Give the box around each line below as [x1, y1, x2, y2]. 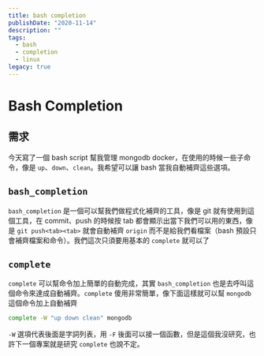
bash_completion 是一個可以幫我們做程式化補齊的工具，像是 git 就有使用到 [8, 206, 248, 215]
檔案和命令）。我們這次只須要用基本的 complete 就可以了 [28, 235, 210, 245]
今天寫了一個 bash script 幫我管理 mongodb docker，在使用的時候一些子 [8, 152, 244, 162]
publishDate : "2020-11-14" [8, 19, 97, 27]
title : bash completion [8, 11, 87, 20]
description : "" [8, 26, 61, 34]
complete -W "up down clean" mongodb [8, 314, 132, 322]
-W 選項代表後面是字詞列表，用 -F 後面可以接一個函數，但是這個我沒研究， [8, 329, 250, 339]
